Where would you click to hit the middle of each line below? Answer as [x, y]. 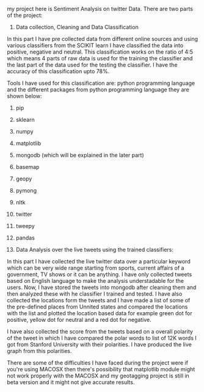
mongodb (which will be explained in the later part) [80, 155]
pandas [25, 238]
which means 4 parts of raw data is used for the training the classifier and [100, 58]
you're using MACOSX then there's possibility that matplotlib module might [101, 369]
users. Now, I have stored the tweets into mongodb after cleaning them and [102, 287]
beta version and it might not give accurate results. [71, 382]
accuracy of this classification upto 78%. [58, 71]
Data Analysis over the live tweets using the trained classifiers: [94, 250]
